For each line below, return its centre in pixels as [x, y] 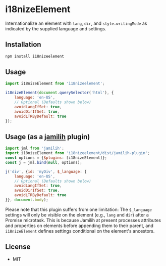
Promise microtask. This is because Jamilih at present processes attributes [83, 220]
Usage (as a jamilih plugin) [48, 137]
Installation [23, 45]
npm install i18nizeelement [35, 56]
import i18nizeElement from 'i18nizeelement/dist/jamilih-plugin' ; [78, 153]
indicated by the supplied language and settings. [56, 28]
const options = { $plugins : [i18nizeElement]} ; [56, 158]
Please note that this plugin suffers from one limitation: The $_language [79, 209]
